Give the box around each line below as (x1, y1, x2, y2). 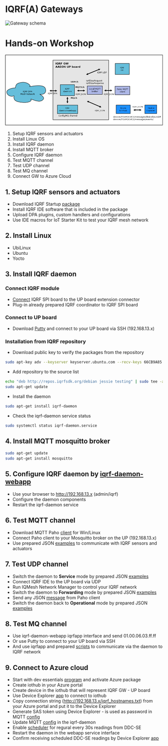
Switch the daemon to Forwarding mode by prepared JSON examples (12, 589, 156, 595)
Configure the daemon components (12, 496, 86, 502)
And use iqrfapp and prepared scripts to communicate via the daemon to (12, 643, 163, 649)
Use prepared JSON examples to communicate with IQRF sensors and (12, 540, 157, 546)
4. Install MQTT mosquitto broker (5, 437, 110, 445)
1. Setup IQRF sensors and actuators (5, 188, 120, 196)
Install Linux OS (12, 136, 45, 142)
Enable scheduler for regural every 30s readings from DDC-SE (12, 724, 141, 730)
